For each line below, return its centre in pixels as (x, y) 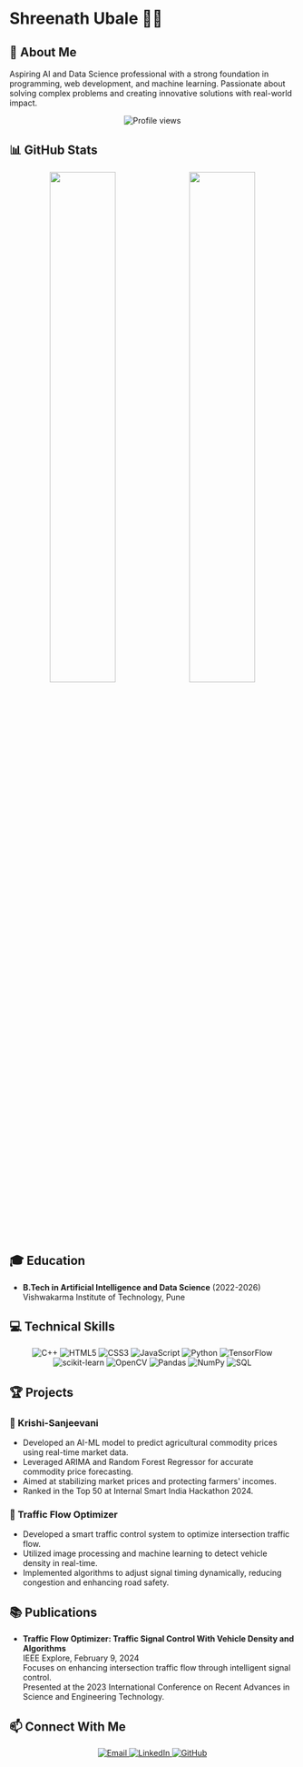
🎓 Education (48, 1261)
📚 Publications (54, 1612)
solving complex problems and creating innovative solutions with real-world (151, 93)
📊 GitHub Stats (54, 151)
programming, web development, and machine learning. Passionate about (147, 84)
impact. (24, 103)
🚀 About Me (43, 52)
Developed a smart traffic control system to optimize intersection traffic (156, 1534)
